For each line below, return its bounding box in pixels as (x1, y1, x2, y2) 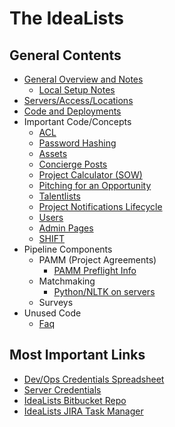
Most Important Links (9, 347, 146, 364)
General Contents (9, 47, 122, 64)
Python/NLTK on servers (53, 286, 156, 297)
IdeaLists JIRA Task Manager (23, 405, 144, 417)
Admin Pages (38, 222, 94, 234)
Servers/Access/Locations (23, 95, 134, 106)
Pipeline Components (23, 243, 113, 255)
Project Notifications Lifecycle (38, 201, 163, 212)
